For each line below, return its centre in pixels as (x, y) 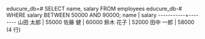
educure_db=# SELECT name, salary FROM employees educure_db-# (94, 9)
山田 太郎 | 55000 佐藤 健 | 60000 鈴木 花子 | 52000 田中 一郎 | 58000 (106, 22)
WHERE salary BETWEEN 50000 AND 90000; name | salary (82, 15)
